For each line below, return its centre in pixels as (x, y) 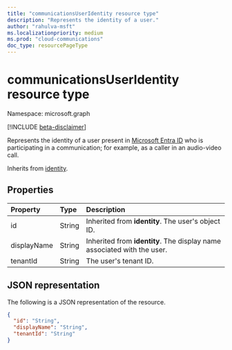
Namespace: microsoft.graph (49, 113)
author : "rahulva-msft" (41, 26)
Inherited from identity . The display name (154, 241)
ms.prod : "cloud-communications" (55, 39)
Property (26, 209)
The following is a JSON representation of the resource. (86, 302)
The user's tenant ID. (120, 261)
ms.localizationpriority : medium (55, 33)
